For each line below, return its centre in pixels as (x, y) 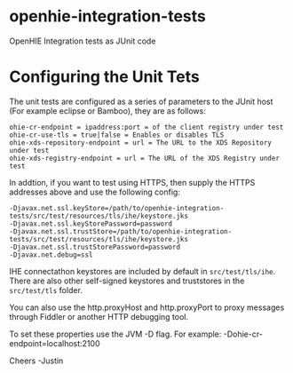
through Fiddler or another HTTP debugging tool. (99, 316)
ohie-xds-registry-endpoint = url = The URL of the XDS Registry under (144, 158)
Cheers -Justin (36, 361)
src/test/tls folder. (46, 290)
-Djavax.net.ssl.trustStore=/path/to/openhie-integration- (121, 231)
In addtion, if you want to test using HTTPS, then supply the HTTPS (132, 182)
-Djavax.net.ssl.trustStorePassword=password (95, 247)
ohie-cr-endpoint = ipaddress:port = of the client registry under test (146, 127)
